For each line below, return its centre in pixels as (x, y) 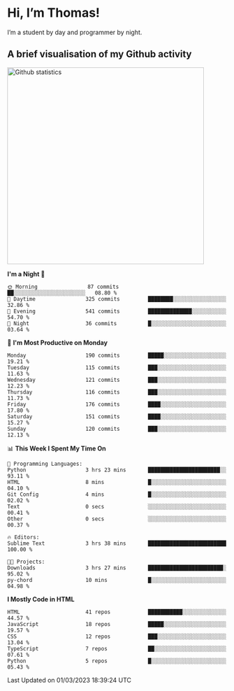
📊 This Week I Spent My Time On (57, 448)
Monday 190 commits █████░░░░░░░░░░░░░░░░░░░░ (117, 355)
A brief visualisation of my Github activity (100, 54)
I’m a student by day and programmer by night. (75, 32)
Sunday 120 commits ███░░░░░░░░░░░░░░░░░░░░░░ (117, 429)
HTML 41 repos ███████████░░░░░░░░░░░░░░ (117, 612)
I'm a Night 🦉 (26, 273)
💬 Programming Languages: (45, 464)
